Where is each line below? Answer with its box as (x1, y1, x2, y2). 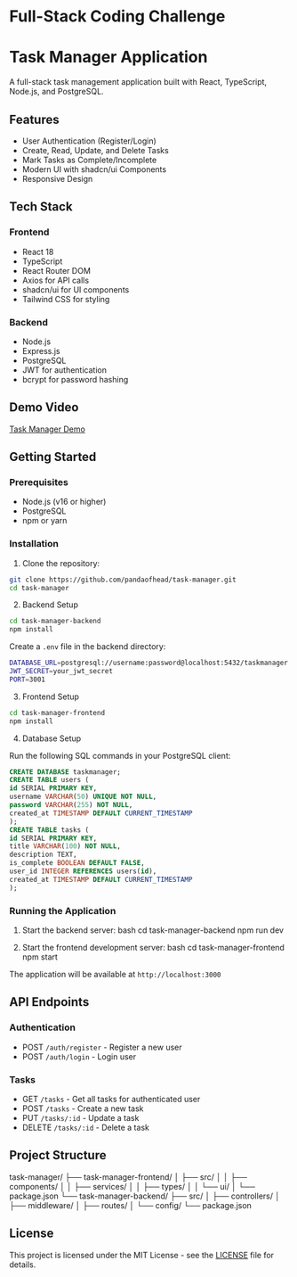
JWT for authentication (21, 364, 107, 375)
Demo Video (9, 400, 79, 416)
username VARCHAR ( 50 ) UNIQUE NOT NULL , (9, 792, 157, 802)
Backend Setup (21, 599, 78, 610)
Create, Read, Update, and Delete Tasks (21, 144, 169, 155)
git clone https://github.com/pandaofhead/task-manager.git (9, 575, 237, 584)
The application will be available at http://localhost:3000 (9, 969, 221, 980)
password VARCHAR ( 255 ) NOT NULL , (9, 801, 133, 810)
